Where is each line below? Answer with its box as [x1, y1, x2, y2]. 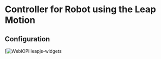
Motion [5, 14, 36, 26]
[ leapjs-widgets [5, 48, 62, 54]
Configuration [5, 35, 50, 43]
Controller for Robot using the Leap [5, 4, 156, 15]
